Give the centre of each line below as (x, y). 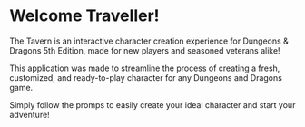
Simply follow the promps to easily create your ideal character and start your (152, 104)
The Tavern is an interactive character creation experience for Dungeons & (149, 41)
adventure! (30, 114)
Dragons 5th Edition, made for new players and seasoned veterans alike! (145, 50)
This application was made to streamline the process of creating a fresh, (145, 68)
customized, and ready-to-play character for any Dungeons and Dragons (146, 77)
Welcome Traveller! (85, 16)
